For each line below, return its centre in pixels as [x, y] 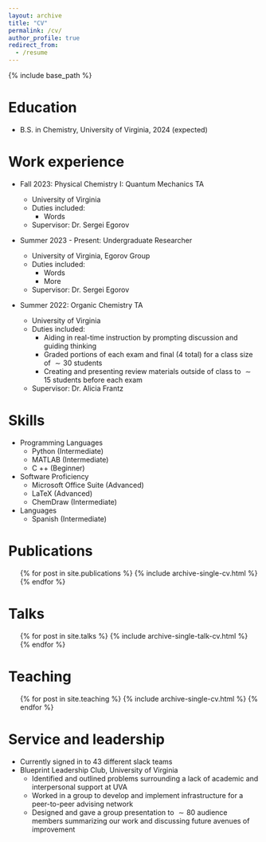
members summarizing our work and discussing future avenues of [141, 820]
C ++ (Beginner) [58, 468]
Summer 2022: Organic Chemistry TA [81, 305]
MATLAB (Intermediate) [70, 459]
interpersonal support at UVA [79, 787]
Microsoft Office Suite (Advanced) [88, 485]
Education [43, 108]
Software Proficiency [54, 476]
